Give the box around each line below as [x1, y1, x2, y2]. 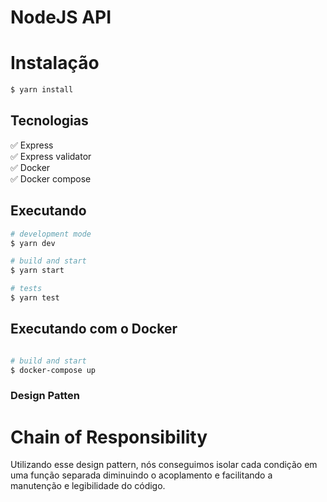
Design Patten [10, 389, 81, 403]
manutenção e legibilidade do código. [10, 480, 166, 492]
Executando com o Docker [10, 321, 178, 338]
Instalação [10, 52, 100, 75]
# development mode [10, 229, 92, 239]
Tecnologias [10, 112, 89, 130]
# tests [10, 284, 43, 294]
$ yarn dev [10, 238, 56, 248]
